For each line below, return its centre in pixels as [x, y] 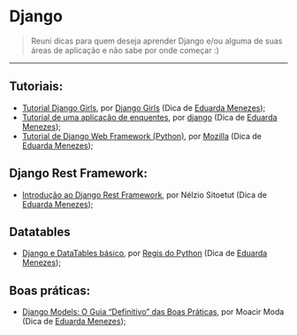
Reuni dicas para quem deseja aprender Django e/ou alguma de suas [156, 41]
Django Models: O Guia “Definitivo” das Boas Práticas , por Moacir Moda [153, 312]
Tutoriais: [36, 86]
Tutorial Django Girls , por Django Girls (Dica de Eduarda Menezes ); [144, 107]
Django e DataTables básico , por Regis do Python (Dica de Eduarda [145, 253]
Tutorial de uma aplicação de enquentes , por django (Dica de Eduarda [149, 117]
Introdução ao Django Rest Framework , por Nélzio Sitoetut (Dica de [145, 195]
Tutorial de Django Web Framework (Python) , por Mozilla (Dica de [142, 136]
